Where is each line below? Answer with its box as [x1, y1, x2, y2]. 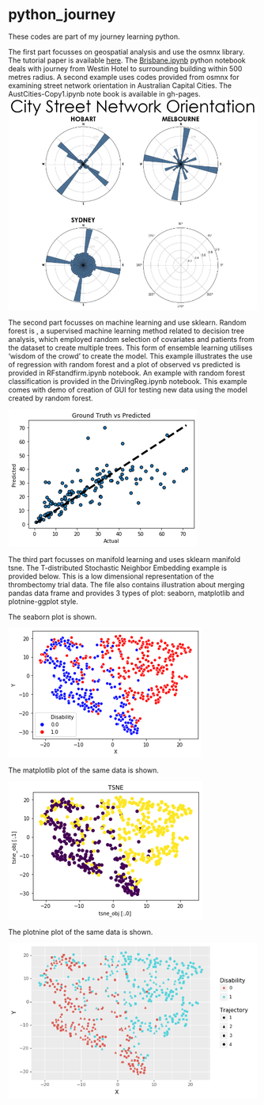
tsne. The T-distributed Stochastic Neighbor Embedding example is [8, 564, 228, 573]
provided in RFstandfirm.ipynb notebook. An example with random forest [8, 368, 245, 378]
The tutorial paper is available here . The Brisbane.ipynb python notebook [8, 55, 247, 65]
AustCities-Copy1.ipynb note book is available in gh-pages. [8, 89, 201, 98]
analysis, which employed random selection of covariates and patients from [8, 335, 255, 344]
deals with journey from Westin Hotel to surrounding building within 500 [8, 63, 243, 73]
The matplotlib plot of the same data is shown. [8, 765, 160, 775]
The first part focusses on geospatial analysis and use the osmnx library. [8, 47, 245, 56]
